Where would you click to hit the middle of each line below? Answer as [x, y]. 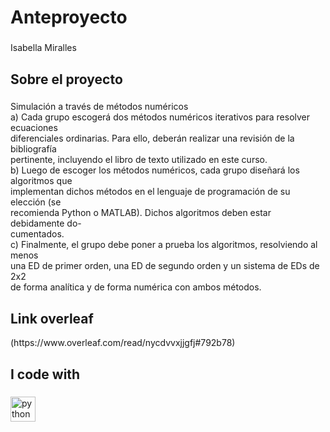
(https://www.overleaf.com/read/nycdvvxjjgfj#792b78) [123, 343]
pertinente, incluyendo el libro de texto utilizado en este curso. [139, 160]
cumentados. [37, 234]
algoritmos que [41, 181]
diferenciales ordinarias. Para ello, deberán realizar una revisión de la [152, 138]
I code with [45, 374]
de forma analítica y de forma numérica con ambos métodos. [136, 287]
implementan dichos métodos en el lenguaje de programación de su [150, 192]
